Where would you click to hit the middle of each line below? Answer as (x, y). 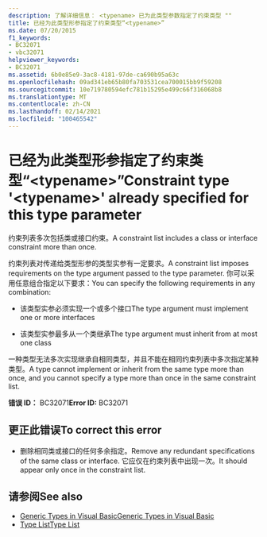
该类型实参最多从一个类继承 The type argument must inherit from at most (139, 334)
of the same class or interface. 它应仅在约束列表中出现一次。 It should (133, 461)
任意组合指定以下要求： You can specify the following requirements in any (135, 283)
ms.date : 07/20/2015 (43, 30)
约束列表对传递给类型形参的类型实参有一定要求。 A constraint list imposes (128, 263)
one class (35, 342)
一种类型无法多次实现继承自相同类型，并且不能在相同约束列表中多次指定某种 (133, 359)
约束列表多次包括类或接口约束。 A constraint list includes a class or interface (133, 238)
